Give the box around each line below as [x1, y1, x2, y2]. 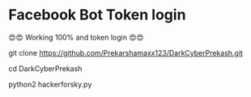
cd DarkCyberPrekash [8, 63, 83, 74]
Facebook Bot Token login [8, 6, 186, 24]
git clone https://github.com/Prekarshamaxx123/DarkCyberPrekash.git [8, 48, 243, 57]
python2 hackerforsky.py [8, 79, 92, 89]
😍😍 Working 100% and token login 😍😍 [8, 32, 144, 42]
